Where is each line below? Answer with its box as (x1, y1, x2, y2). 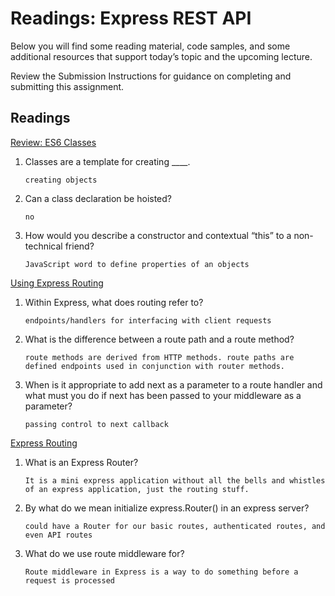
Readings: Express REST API (10, 7, 252, 30)
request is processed (24, 575, 115, 586)
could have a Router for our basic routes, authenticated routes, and (24, 521, 326, 531)
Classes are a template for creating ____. (24, 155, 191, 167)
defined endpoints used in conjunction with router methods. (24, 361, 286, 371)
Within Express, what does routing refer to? (24, 296, 204, 308)
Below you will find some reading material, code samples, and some (10, 40, 291, 52)
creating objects (24, 175, 98, 185)
